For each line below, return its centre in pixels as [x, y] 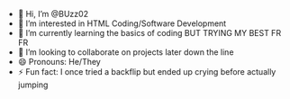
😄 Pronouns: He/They [59, 62]
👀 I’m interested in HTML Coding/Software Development [122, 23]
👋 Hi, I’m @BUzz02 [53, 14]
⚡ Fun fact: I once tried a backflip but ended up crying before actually [147, 72]
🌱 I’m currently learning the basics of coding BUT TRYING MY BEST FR [150, 33]
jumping [33, 85]
